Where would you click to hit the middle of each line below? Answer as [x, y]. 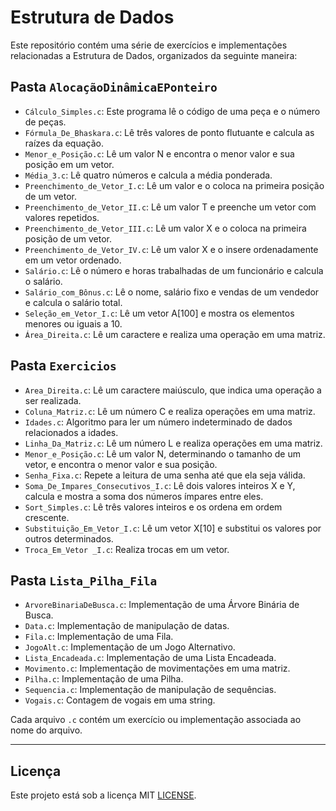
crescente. [47, 517]
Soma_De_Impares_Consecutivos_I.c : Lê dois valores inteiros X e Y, [160, 485]
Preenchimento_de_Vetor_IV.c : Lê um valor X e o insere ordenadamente [171, 249]
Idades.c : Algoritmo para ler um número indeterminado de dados [158, 422]
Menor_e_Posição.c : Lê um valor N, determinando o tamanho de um [162, 453]
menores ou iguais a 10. [73, 323]
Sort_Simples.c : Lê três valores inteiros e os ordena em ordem [153, 507]
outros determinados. [69, 538]
